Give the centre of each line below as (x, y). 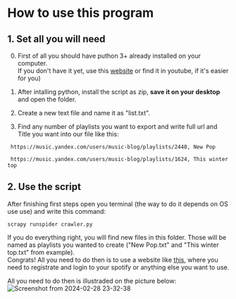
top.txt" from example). (41, 252)
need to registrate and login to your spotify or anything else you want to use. (118, 267)
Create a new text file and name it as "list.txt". (83, 113)
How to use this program (81, 13)
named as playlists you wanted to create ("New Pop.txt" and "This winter (113, 245)
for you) (29, 78)
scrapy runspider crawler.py (50, 224)
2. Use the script (44, 187)
